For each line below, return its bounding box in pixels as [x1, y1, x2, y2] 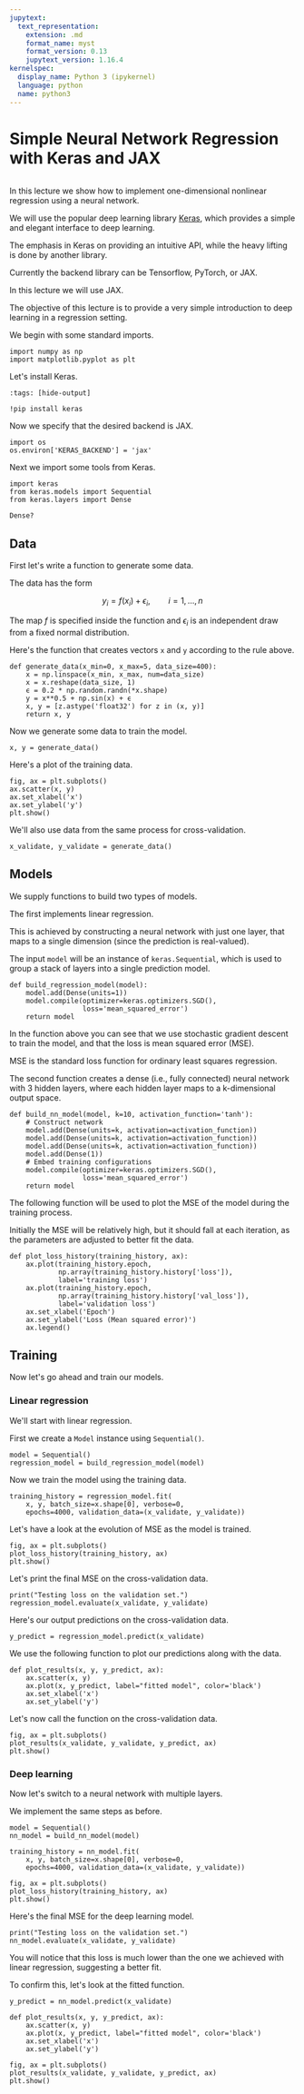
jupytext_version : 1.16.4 [25, 55, 124, 64]
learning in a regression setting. [9, 312, 128, 323]
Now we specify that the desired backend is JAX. [9, 420, 193, 431]
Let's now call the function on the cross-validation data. [9, 1713, 218, 1724]
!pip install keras [9, 405, 83, 414]
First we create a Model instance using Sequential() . [9, 1432, 205, 1444]
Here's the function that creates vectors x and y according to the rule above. [9, 644, 295, 655]
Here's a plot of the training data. [9, 759, 133, 770]
